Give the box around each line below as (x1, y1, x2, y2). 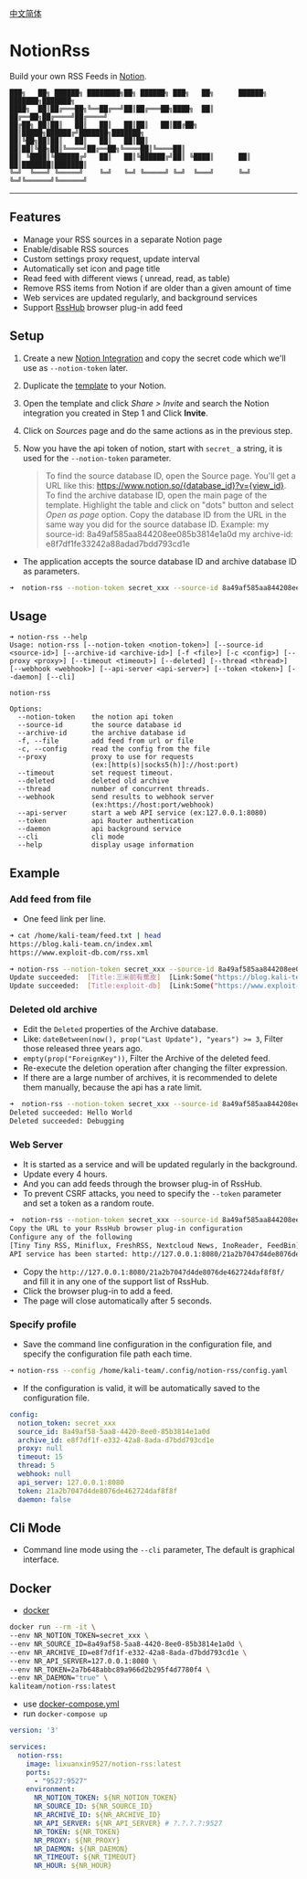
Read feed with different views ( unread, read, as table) (22, 272, 230, 283)
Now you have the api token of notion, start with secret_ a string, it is (22, 442, 283, 454)
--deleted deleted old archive (17, 776, 170, 786)
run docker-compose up (22, 1708, 108, 1719)
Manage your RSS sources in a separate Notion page (22, 234, 223, 245)
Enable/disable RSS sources (22, 243, 130, 254)
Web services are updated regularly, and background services (22, 291, 258, 303)
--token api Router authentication (17, 817, 195, 826)
